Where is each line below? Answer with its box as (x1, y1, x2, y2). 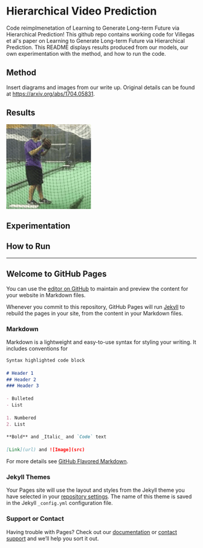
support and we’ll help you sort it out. (6, 535, 99, 542)
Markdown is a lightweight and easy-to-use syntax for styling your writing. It (6, 338, 196, 346)
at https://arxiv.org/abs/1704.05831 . (6, 90, 95, 97)
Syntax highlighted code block (6, 357, 85, 363)
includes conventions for (6, 345, 68, 352)
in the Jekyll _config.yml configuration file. (6, 500, 113, 507)
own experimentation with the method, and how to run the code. (6, 50, 166, 57)
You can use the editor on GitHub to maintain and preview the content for (6, 285, 188, 292)
